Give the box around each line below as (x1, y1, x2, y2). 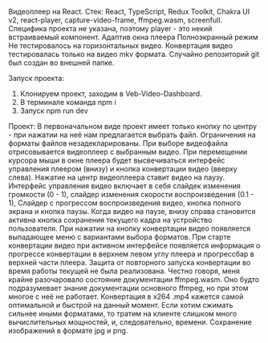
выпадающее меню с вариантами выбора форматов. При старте (8, 232, 231, 241)
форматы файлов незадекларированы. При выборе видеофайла (8, 139, 229, 147)
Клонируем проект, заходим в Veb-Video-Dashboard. (19, 89, 202, 99)
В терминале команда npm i (19, 98, 116, 107)
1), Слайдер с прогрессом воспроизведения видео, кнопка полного (8, 198, 242, 208)
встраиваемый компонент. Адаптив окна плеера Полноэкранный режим (8, 32, 258, 42)
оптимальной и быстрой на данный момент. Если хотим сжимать (8, 301, 233, 309)
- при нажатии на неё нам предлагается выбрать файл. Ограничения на (8, 130, 257, 139)
